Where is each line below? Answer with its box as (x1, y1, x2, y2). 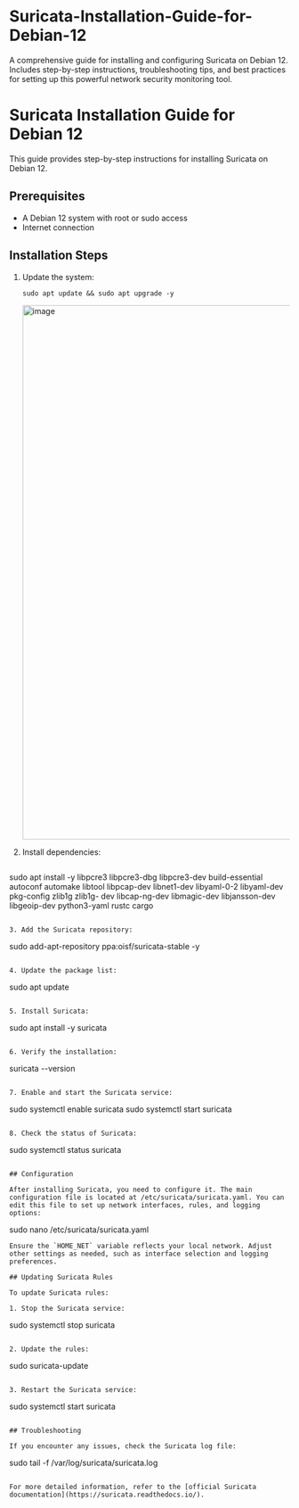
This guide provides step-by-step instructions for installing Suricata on (9, 153, 269, 164)
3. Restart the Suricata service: (9, 1385, 138, 1394)
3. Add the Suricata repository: (9, 925, 133, 934)
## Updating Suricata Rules (9, 1272, 114, 1281)
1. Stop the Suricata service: (9, 1304, 125, 1313)
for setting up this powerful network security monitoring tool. (9, 73, 233, 84)
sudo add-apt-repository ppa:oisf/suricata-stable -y (9, 940, 200, 951)
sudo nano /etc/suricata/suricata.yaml (9, 1224, 149, 1235)
